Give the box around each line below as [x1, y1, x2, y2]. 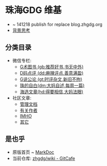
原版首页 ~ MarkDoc [12, 149, 55, 155]
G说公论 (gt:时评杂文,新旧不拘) [19, 76, 83, 82]
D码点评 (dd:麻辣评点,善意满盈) [19, 70, 84, 76]
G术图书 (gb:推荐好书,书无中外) [19, 63, 84, 70]
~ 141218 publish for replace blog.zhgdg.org [12, 21, 103, 27]
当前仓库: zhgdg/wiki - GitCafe [12, 155, 76, 161]
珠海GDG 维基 [5, 4, 62, 16]
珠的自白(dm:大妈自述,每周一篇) [19, 82, 85, 88]
